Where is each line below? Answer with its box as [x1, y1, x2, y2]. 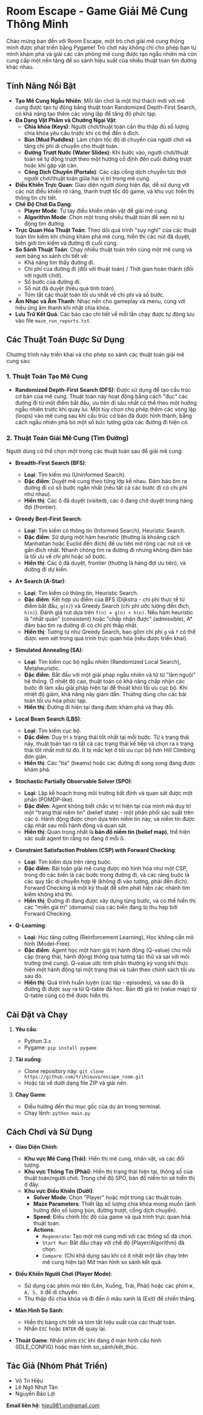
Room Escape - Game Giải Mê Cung [6, 4, 188, 18]
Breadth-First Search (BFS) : [15, 459, 87, 467]
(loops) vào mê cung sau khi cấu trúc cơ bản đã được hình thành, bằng [15, 412, 192, 419]
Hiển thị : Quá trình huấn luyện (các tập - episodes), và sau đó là [24, 979, 185, 987]
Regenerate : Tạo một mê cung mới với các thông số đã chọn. [42, 1232, 193, 1240]
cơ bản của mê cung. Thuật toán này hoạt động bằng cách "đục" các [15, 393, 188, 400]
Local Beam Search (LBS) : [15, 715, 82, 722]
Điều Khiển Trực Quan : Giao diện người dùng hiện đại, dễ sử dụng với [15, 181, 190, 188]
